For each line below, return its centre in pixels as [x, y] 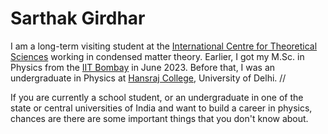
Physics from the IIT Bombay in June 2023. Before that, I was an [143, 67]
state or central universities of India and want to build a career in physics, [161, 108]
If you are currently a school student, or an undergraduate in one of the [157, 97]
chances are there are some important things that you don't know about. [159, 118]
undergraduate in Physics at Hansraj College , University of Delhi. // [148, 78]
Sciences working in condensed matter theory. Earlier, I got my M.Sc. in [157, 56]
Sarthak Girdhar [78, 18]
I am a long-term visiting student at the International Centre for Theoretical [164, 46]
